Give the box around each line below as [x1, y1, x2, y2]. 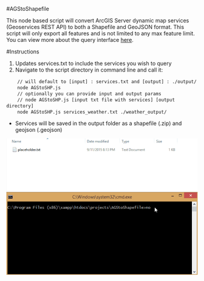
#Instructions [6, 48, 39, 55]
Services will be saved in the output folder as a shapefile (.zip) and [15, 120, 182, 127]
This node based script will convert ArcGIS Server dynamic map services [6, 17, 189, 24]
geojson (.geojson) [15, 126, 63, 133]
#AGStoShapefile [6, 5, 50, 12]
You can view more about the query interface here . [6, 36, 134, 43]
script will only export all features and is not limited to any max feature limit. [6, 30, 195, 37]
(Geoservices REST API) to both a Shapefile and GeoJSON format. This [6, 24, 185, 30]
